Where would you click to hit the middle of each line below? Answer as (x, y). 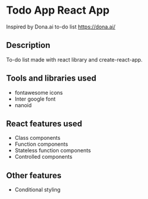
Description (28, 45)
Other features (34, 175)
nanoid (23, 105)
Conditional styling (38, 190)
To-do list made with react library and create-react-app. (75, 59)
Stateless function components (53, 150)
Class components (38, 138)
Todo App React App (58, 10)
